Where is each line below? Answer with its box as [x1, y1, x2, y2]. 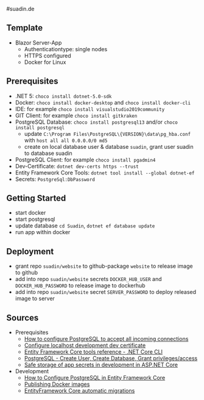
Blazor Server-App [15, 39, 62, 46]
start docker [15, 209, 46, 216]
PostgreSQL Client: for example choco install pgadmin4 [15, 155, 156, 163]
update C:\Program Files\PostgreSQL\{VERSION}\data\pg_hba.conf [24, 130, 191, 137]
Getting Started [6, 193, 66, 204]
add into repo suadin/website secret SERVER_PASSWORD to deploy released [15, 288, 197, 296]
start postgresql [15, 216, 55, 223]
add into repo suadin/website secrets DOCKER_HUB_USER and [15, 276, 163, 283]
